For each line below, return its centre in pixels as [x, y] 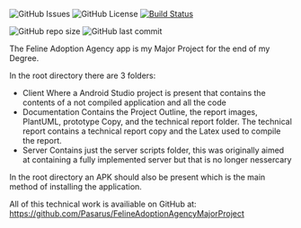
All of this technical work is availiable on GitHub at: [103, 204]
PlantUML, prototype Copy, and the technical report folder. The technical [157, 122]
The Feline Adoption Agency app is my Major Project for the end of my [140, 48]
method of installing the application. [75, 187]
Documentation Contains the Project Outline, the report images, [140, 112]
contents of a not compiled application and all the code [124, 102]
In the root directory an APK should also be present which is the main [137, 177]
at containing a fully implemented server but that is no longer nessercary [157, 160]
